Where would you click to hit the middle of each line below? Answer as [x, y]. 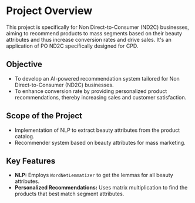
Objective [24, 64]
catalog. [24, 136]
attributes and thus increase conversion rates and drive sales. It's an [89, 39]
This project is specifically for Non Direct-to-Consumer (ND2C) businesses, [97, 27]
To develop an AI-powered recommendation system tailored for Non [97, 78]
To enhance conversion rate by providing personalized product [91, 91]
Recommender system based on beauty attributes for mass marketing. [100, 142]
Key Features [31, 161]
